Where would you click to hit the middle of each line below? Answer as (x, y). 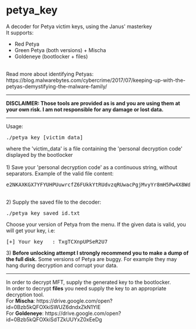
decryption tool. (25, 294)
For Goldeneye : (25, 313)
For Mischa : (21, 301)
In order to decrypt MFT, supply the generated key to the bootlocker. (88, 282)
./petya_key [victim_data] (45, 137)
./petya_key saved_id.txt (43, 213)
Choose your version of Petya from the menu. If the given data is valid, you (96, 224)
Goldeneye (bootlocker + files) (51, 56)
